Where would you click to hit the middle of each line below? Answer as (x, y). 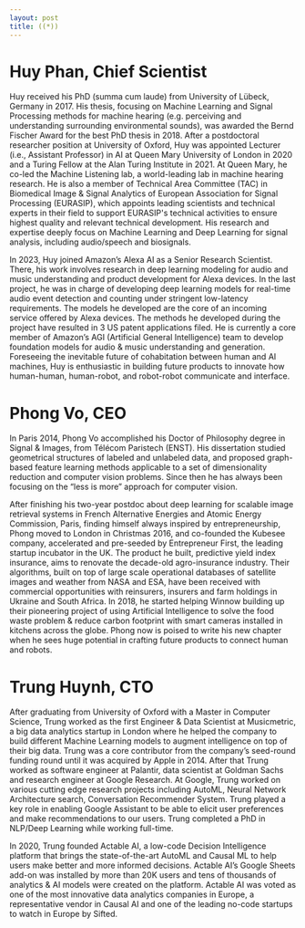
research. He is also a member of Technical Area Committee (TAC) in (139, 184)
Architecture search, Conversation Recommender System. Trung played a (148, 799)
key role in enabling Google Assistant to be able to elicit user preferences (147, 809)
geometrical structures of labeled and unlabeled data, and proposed (137, 458)
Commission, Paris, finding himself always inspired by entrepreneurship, (145, 524)
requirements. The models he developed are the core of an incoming (138, 308)
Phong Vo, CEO (68, 413)
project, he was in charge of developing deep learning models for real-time (150, 289)
